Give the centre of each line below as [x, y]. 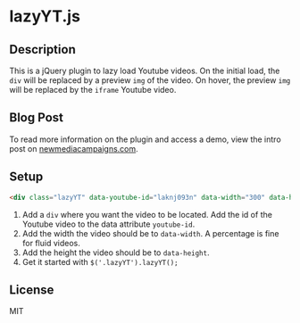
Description [42, 50]
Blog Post [37, 118]
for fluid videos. [51, 243]
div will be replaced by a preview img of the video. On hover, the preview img [150, 80]
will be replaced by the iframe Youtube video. [93, 90]
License [32, 290]
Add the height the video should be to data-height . [116, 253]
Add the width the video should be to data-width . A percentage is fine [150, 233]
